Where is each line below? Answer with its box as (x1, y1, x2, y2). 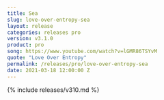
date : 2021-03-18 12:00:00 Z (7, 67, 90, 73)
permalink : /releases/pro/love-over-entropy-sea (7, 61, 148, 67)
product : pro (7, 41, 44, 48)
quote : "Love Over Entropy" (7, 54, 87, 61)
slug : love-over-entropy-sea (7, 16, 90, 23)
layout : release (7, 22, 53, 29)
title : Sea (7, 10, 38, 17)
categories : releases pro (7, 29, 81, 36)
